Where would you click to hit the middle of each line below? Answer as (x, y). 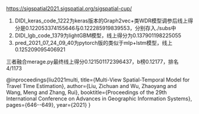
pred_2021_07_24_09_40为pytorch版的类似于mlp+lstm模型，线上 (94, 43)
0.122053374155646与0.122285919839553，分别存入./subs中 (101, 28)
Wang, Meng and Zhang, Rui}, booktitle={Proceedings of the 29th (87, 92)
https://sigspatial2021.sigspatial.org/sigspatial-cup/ (69, 9)
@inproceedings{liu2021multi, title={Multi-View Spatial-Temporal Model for (98, 80)
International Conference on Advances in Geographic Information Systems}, (99, 99)
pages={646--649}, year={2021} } (48, 105)
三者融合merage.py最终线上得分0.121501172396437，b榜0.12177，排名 (93, 62)
